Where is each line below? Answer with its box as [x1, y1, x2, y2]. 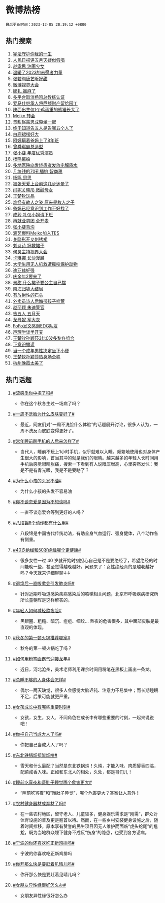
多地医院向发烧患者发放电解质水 [12, 162, 78, 168]
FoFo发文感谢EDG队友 [12, 322, 58, 329]
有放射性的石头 [12, 292, 43, 298]
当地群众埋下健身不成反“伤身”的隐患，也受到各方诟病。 [37, 829, 149, 835]
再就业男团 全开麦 [12, 218, 49, 224]
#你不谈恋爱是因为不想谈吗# [12, 498, 70, 504]
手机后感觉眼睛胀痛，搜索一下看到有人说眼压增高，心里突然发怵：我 [20, 461, 159, 467]
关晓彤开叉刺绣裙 [12, 236, 48, 242]
